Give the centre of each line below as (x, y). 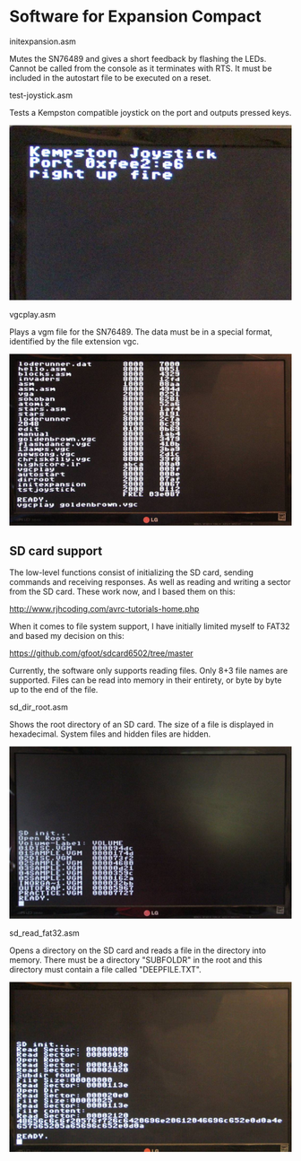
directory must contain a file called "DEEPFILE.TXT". (105, 970)
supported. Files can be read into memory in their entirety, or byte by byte (146, 680)
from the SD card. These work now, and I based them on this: (122, 592)
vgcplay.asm (33, 315)
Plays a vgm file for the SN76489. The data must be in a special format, (141, 332)
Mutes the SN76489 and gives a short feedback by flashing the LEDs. (138, 58)
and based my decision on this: (67, 636)
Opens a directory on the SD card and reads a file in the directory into (138, 951)
